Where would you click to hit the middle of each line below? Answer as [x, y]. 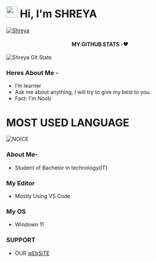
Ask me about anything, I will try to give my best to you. [83, 92]
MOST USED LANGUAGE [68, 123]
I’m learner [28, 86]
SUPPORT [21, 240]
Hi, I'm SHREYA [58, 14]
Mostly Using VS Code [42, 196]
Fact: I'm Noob [33, 98]
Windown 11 [29, 224]
